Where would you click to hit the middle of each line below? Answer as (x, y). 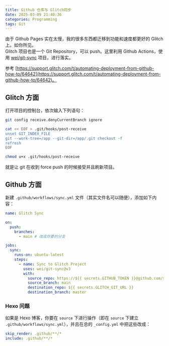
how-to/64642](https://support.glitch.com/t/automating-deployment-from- (83, 74)
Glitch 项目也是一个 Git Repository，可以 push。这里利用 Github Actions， (82, 51)
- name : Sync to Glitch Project (52, 264)
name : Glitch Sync (24, 213)
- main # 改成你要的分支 (42, 236)
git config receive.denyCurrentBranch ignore (54, 120)
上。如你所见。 (21, 45)
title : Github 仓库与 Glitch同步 (38, 10)
